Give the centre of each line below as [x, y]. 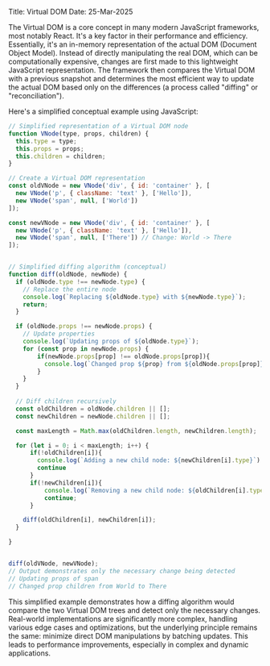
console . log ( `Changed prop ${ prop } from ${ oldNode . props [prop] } [154, 364]
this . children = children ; [61, 156]
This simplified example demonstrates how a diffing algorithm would [121, 601]
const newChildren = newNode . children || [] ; [93, 416]
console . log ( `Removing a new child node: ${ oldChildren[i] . [147, 490]
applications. [29, 653]
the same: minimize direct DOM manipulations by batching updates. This [129, 635]
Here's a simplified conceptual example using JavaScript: [103, 111]
